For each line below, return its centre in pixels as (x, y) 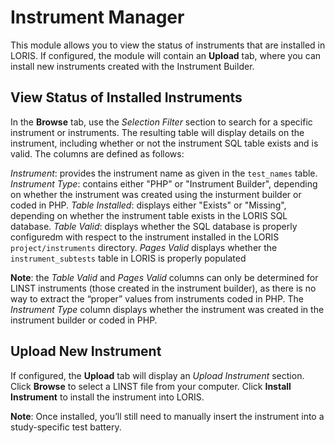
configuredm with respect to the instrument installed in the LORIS (145, 237)
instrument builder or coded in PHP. (84, 320)
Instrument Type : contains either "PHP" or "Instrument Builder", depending (164, 183)
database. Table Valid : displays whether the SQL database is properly (154, 226)
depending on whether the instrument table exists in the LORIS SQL (149, 215)
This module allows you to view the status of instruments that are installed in (168, 45)
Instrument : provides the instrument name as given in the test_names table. (164, 173)
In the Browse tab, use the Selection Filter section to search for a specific (161, 122)
